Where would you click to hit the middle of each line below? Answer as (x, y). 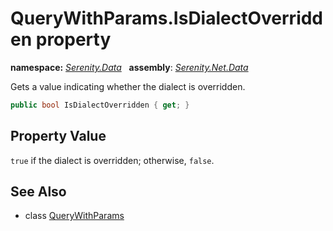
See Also (38, 192)
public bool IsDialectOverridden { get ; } (100, 105)
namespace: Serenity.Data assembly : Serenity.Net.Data (129, 67)
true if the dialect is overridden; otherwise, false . (112, 160)
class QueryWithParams (74, 216)
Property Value (58, 136)
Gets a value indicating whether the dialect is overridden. (128, 86)
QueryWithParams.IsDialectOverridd (167, 18)
